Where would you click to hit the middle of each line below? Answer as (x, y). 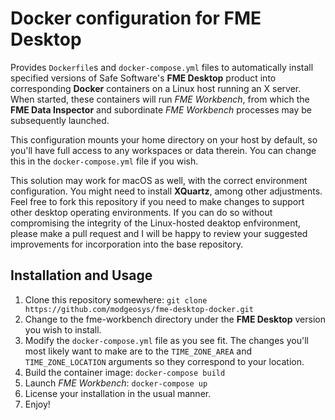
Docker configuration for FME (136, 18)
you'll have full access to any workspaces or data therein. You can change (163, 150)
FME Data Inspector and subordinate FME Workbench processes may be (161, 109)
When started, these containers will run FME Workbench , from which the (160, 99)
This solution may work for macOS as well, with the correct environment (159, 180)
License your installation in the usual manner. (118, 393)
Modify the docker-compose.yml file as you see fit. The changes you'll (166, 340)
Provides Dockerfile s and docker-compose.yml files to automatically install (162, 67)
